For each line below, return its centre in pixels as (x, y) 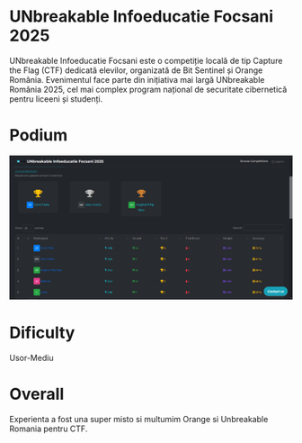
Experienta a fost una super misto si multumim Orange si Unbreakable (139, 419)
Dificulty (42, 333)
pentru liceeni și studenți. (56, 99)
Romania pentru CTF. (49, 429)
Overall (37, 394)
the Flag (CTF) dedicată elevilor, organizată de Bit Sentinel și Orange (136, 70)
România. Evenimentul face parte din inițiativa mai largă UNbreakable (137, 79)
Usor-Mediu (31, 358)
